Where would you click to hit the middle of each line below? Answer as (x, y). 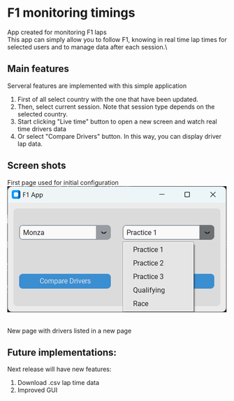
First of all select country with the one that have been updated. (108, 99)
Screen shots (37, 166)
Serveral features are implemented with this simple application (97, 86)
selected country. (43, 114)
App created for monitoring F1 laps (57, 32)
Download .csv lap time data (58, 383)
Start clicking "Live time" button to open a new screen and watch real (117, 121)
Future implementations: (62, 353)
